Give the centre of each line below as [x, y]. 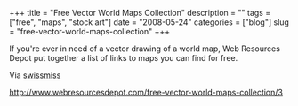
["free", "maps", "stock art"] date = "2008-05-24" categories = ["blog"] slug [149, 22]
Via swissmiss [35, 75]
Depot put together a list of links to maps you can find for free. [124, 58]
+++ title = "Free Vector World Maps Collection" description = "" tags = [140, 13]
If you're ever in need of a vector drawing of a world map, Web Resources [145, 49]
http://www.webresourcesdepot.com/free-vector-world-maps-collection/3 [146, 92]
